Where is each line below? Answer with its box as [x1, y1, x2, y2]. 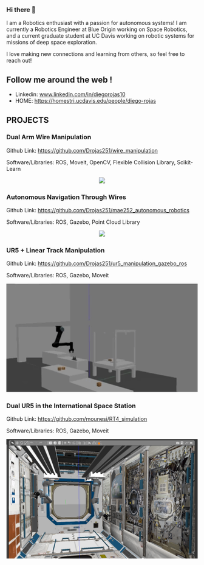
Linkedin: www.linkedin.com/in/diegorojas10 [15, 91, 126, 98]
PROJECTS [6, 115, 49, 125]
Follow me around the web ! [6, 74, 113, 85]
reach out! [6, 57, 32, 64]
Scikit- [177, 158, 193, 166]
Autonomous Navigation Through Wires [6, 193, 126, 201]
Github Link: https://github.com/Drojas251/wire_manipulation [6, 147, 158, 154]
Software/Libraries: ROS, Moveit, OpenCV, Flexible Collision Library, [6, 158, 176, 166]
